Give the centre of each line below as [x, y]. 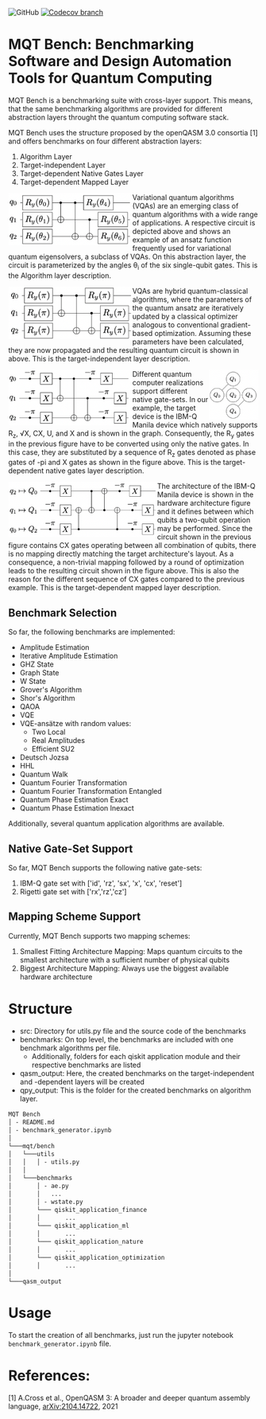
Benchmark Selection [63, 613]
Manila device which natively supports [195, 424]
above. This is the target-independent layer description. [99, 358]
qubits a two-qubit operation [204, 520]
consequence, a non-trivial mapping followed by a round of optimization [126, 562]
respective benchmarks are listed [86, 1065]
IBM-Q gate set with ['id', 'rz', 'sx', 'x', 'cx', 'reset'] [101, 883]
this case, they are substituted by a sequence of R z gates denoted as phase [132, 453]
